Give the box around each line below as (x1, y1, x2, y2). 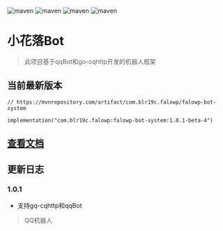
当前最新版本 (7, 80, 63, 92)
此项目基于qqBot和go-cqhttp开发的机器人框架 (24, 57, 157, 65)
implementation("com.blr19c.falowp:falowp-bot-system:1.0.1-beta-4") (7, 117, 214, 124)
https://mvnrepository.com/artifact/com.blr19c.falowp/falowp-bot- (16, 98, 217, 106)
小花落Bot (7, 33, 64, 49)
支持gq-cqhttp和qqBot (17, 201, 82, 209)
